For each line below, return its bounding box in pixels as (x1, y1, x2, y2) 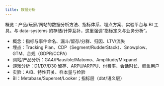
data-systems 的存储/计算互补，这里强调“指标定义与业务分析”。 (19, 28, 150, 34)
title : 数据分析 (5, 7, 36, 12)
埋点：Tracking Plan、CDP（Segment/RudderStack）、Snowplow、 (12, 44, 150, 50)
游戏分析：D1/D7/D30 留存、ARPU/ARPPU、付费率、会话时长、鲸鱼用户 (12, 63, 160, 69)
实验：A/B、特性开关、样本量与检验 (12, 69, 85, 75)
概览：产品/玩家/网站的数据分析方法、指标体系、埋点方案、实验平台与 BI (5, 21, 153, 27)
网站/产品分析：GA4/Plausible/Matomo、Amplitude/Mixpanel (12, 56, 138, 62)
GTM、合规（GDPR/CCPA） (12, 50, 70, 56)
